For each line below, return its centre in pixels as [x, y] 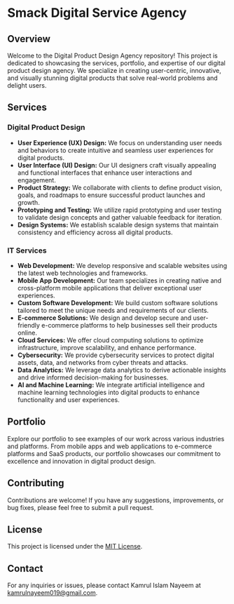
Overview [29, 39]
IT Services [27, 250]
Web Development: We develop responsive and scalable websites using [122, 265]
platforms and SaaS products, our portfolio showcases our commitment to [114, 453]
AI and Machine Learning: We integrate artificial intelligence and [111, 384]
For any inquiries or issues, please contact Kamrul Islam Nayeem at [104, 585]
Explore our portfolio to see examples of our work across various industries [116, 438]
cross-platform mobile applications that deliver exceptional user [109, 288]
